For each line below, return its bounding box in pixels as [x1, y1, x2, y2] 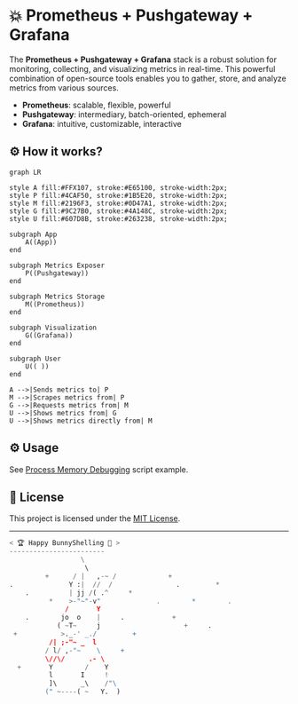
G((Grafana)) [25, 330, 74, 340]
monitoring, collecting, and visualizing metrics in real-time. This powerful [9, 63, 276, 74]
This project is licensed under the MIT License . [9, 513, 181, 524]
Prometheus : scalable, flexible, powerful [21, 99, 171, 110]
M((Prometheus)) [25, 299, 86, 309]
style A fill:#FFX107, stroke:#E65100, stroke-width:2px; [9, 183, 228, 192]
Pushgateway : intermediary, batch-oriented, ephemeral [21, 108, 227, 120]
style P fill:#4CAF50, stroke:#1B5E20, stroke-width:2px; [9, 191, 228, 200]
